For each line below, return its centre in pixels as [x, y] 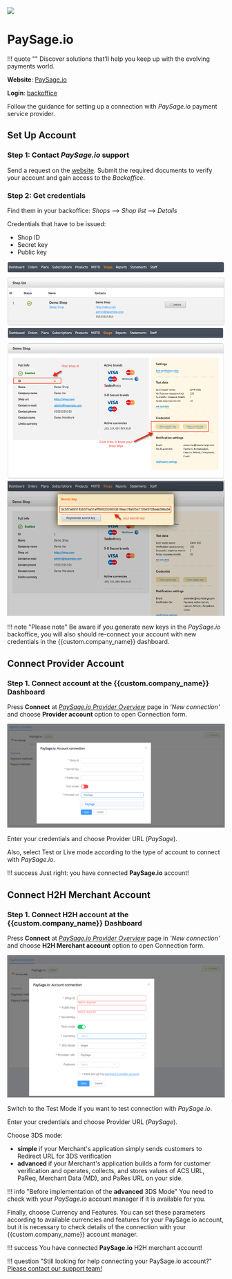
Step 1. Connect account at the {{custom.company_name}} [108, 683]
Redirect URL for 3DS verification [64, 1156]
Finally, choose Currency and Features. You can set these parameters [106, 1212]
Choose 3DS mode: [35, 1135]
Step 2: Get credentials [47, 195]
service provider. [31, 113]
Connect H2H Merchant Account [79, 895]
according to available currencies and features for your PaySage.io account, [115, 1220]
